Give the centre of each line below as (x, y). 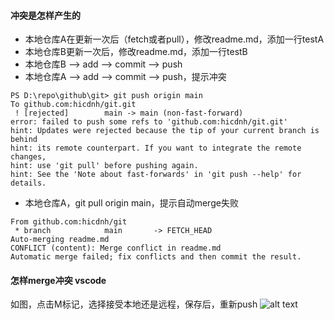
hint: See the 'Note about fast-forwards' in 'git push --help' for (156, 175)
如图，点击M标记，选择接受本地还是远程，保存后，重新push (134, 304)
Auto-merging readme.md (60, 240)
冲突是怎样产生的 (45, 15)
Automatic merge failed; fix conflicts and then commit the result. (156, 257)
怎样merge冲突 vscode (58, 280)
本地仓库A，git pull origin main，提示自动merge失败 (131, 203)
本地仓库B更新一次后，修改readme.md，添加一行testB (136, 52)
